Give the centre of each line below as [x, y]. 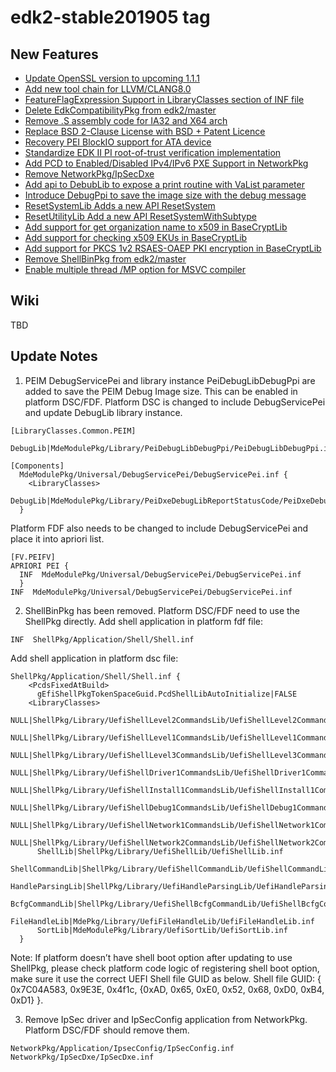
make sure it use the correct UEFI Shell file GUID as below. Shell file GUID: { [166, 978]
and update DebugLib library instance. [103, 412]
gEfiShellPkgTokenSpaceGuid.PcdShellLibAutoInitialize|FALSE [167, 694]
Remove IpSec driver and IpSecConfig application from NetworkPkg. [166, 1019]
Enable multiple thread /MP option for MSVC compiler [135, 269]
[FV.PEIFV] [33, 557]
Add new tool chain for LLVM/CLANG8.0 [108, 89]
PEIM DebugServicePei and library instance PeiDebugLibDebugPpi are [170, 380]
